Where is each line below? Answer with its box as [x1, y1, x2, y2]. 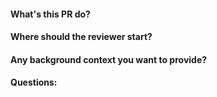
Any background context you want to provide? [10, 53, 208, 65]
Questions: [10, 76, 58, 89]
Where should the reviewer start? [10, 31, 153, 43]
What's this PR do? [10, 8, 91, 20]
